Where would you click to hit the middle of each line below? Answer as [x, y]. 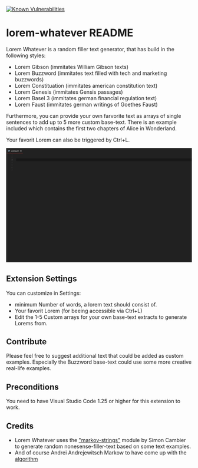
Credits [20, 426]
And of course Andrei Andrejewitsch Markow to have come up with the [100, 453]
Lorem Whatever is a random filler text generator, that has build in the [90, 49]
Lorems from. [31, 323]
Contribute [27, 342]
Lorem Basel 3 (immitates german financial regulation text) [86, 98]
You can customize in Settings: [44, 293]
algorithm [26, 459]
